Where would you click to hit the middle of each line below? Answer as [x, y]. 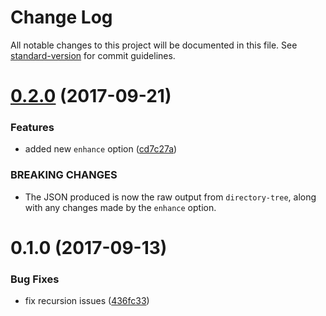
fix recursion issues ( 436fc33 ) [87, 301]
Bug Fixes [35, 279]
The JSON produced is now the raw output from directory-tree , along [170, 197]
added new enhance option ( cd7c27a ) [101, 149]
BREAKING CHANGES [64, 175]
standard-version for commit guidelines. [93, 55]
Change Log [61, 17]
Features [32, 128]
